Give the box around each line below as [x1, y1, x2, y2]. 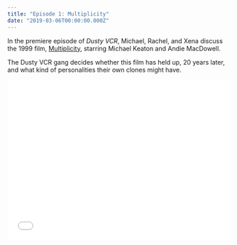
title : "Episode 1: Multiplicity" [7, 10, 110, 18]
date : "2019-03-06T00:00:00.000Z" [7, 17, 110, 24]
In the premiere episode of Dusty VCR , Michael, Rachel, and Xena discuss [7, 36, 224, 45]
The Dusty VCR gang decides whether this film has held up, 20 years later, [7, 58, 226, 66]
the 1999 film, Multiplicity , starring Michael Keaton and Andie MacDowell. [7, 44, 221, 53]
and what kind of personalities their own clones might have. [7, 65, 182, 74]
